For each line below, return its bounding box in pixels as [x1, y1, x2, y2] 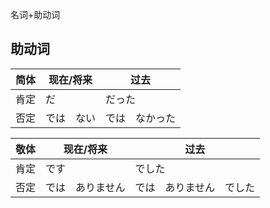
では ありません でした [134, 180, 256, 194]
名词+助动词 [10, 9, 61, 20]
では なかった [105, 111, 177, 125]
